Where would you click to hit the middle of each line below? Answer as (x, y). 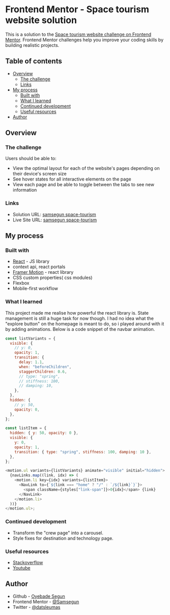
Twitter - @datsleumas (36, 607)
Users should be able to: (31, 159)
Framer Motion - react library (43, 272)
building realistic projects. (32, 45)
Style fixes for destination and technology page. (63, 538)
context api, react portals (39, 267)
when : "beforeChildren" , (45, 367)
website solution (41, 20)
